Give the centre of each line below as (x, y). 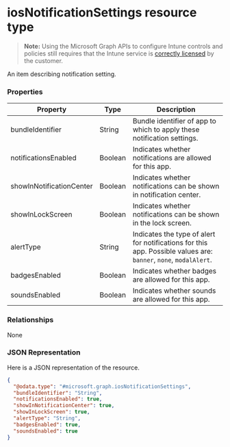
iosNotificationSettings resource (102, 13)
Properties (25, 92)
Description (176, 110)
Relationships (30, 320)
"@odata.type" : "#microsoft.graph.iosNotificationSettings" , (102, 386)
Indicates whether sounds (174, 291)
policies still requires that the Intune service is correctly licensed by (119, 53)
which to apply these (166, 130)
